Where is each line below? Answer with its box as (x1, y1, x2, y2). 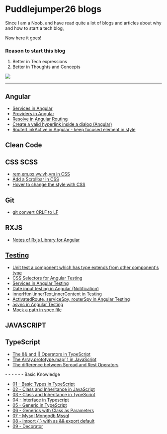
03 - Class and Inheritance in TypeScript (12, 391, 95, 397)
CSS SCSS (5, 158, 38, 166)
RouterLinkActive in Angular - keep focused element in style (12, 127, 136, 133)
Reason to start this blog (5, 47, 66, 54)
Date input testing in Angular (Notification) (12, 285, 99, 291)
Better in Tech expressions (12, 59, 67, 65)
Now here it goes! (5, 35, 42, 41)
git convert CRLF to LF (12, 209, 59, 215)
